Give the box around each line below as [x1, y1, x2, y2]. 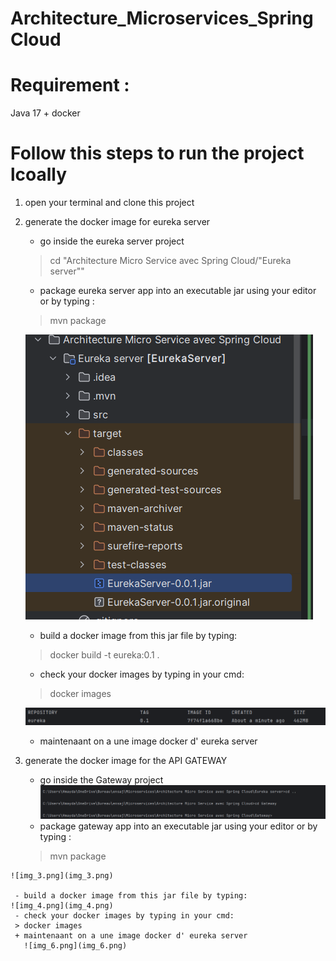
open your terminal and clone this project [24, 197, 195, 209]
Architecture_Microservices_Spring [10, 7, 314, 30]
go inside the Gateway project [39, 773, 164, 786]
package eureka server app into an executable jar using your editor [39, 285, 317, 297]
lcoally [10, 163, 68, 186]
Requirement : [10, 74, 130, 97]
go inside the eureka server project [39, 235, 185, 247]
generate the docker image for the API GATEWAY [24, 754, 228, 766]
